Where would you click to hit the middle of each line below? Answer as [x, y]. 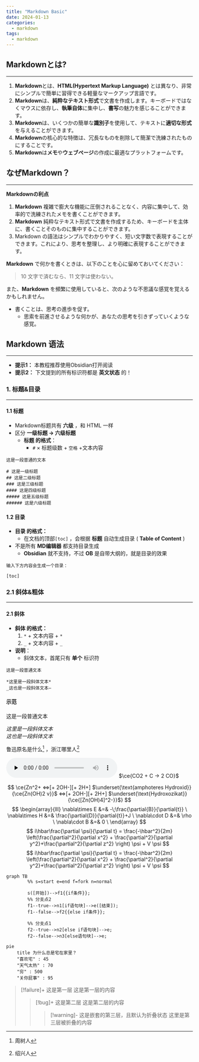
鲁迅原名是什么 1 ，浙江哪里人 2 [43, 748]
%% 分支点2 [39, 899]
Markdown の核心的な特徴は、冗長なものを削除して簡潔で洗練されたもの [103, 138]
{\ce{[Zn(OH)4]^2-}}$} [95, 800]
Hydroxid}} [178, 787]
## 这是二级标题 [23, 478]
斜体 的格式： [31, 628]
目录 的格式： [31, 531]
